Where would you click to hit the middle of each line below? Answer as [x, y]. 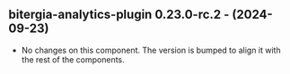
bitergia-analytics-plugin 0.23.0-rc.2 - [119, 15]
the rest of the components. [73, 59]
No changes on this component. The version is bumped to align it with [151, 50]
